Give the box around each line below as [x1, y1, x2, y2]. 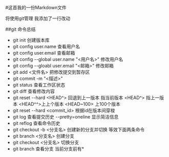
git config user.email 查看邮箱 [12, 50, 75, 56]
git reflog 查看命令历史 [12, 120, 60, 126]
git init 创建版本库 [12, 37, 50, 43]
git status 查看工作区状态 [12, 82, 66, 88]
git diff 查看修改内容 [12, 88, 55, 94]
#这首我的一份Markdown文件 [5, 5, 67, 10]
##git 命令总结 [5, 26, 36, 32]
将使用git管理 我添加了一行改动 [5, 15, 71, 21]
